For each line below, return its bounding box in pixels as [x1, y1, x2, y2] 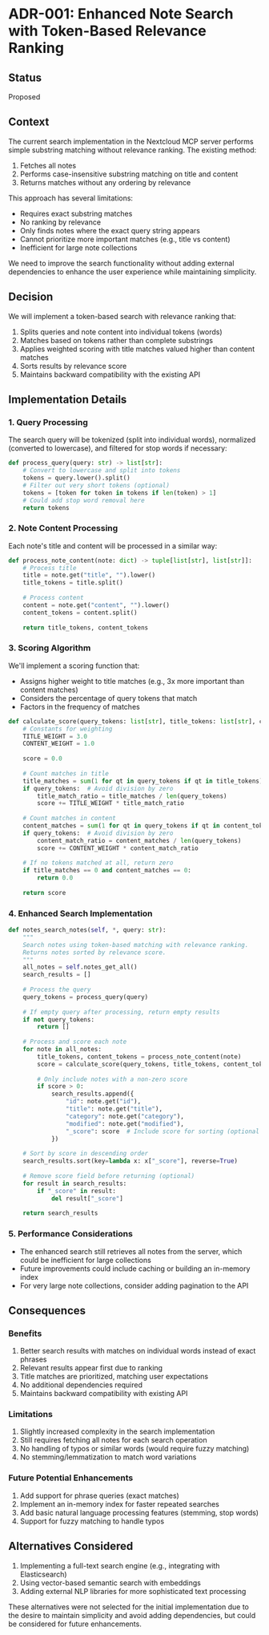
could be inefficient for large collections [19, 1255, 152, 1265]
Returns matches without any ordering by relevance [19, 177, 191, 187]
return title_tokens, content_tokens [22, 623, 149, 632]
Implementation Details [8, 393, 127, 407]
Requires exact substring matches [19, 208, 133, 218]
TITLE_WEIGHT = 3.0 [22, 732, 88, 740]
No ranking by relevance [19, 217, 102, 227]
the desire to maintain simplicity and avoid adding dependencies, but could [8, 1610, 256, 1620]
